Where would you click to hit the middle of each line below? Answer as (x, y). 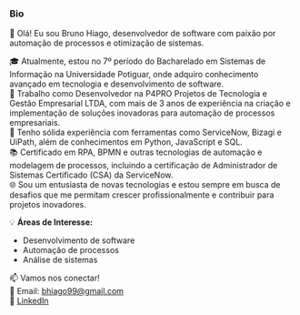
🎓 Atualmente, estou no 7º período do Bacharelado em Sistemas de (138, 61)
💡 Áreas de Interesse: (51, 222)
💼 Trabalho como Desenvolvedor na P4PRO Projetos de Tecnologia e (139, 94)
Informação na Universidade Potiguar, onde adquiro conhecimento (134, 75)
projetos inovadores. (48, 205)
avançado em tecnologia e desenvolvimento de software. (117, 84)
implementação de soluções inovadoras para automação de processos (142, 113)
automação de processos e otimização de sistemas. (107, 43)
